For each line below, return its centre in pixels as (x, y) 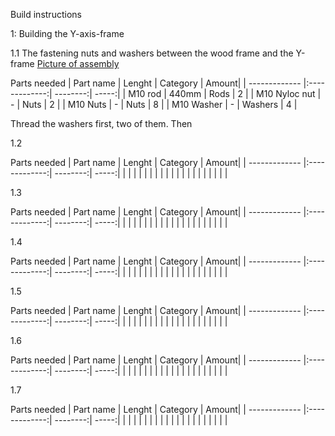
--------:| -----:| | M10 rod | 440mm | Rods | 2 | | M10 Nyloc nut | (188, 93)
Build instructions (46, 14)
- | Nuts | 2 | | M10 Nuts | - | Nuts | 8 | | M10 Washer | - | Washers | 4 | (154, 104)
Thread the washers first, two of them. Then (101, 123)
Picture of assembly (78, 63)
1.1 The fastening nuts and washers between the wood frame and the (152, 53)
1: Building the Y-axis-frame (67, 33)
